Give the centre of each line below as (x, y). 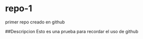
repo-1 (19, 9)
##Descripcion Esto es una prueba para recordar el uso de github (72, 31)
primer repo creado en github (35, 22)
